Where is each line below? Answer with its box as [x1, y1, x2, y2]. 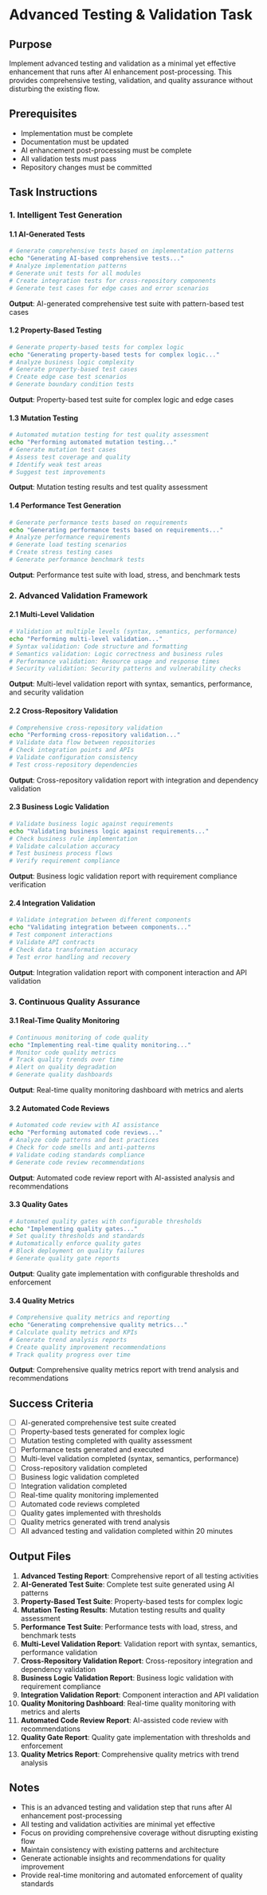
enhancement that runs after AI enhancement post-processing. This [9, 67, 232, 77]
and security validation [9, 687, 84, 697]
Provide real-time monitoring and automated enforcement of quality [20, 1870, 243, 1880]
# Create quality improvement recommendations [9, 1343, 167, 1352]
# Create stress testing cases [9, 548, 113, 556]
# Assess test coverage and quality [9, 453, 131, 461]
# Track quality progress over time [9, 1351, 131, 1359]
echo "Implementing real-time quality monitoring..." [9, 1041, 192, 1049]
